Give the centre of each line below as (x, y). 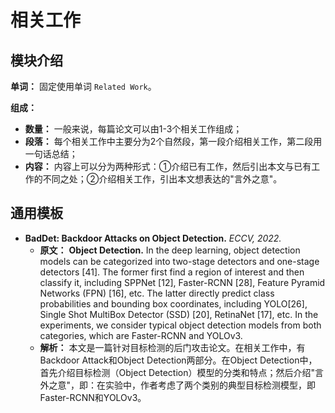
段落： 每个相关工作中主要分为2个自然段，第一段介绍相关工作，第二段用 (173, 141)
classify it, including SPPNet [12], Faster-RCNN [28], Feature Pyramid (182, 282)
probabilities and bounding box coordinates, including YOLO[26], (173, 303)
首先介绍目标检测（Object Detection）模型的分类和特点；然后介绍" (177, 372)
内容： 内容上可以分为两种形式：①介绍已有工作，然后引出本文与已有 (168, 166)
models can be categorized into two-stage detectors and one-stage (179, 261)
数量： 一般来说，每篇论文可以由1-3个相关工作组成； (133, 129)
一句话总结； (51, 154)
